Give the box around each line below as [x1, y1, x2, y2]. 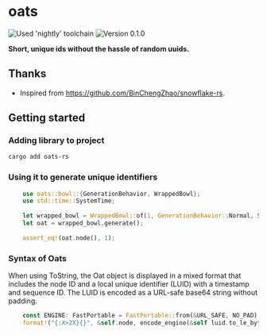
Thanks [8, 67, 47, 81]
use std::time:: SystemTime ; [22, 197, 115, 205]
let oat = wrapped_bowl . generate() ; [22, 219, 145, 228]
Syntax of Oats [8, 252, 68, 264]
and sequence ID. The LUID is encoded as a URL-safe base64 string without [8, 288, 258, 298]
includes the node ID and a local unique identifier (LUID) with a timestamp [8, 279, 250, 289]
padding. [8, 296, 37, 306]
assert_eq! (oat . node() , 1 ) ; [22, 233, 115, 242]
